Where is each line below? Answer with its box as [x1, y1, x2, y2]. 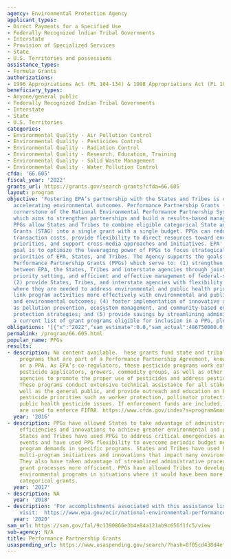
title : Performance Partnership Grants [7, 535, 122, 542]
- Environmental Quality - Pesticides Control [7, 138, 143, 145]
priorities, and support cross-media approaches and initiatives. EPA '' [13, 240, 226, 248]
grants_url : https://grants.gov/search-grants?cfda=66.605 [7, 183, 180, 190]
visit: [19, 509, 38, 516]
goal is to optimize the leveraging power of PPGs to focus [13, 247, 189, 254]
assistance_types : [7, 61, 60, 68]
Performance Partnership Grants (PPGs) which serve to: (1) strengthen [13, 260, 223, 266]
